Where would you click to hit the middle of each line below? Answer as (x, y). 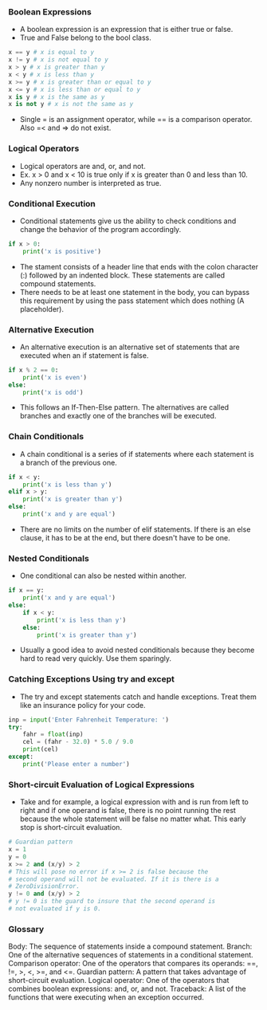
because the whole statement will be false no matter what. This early (133, 819)
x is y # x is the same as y (57, 97)
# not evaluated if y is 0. (55, 909)
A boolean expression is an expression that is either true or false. (126, 29)
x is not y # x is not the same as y (71, 104)
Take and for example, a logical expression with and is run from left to (134, 802)
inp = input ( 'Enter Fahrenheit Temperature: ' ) (89, 720)
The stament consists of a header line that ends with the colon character (139, 266)
